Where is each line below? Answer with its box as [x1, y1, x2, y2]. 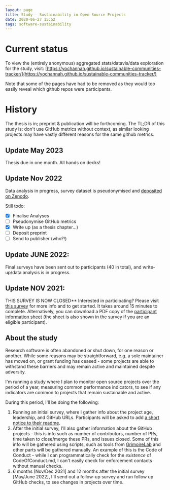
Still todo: [5, 203, 25, 209]
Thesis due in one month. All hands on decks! [5, 159, 100, 165]
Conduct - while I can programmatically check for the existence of [12, 452, 151, 458]
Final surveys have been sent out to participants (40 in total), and [5, 264, 142, 270]
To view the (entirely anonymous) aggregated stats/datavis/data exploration [5, 60, 164, 66]
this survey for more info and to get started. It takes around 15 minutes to [5, 303, 158, 309]
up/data [5, 269, 22, 275]
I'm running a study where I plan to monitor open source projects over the [5, 379, 159, 385]
